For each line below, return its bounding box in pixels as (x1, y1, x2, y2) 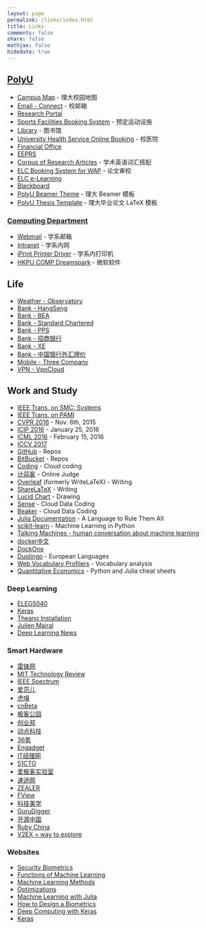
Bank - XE (16, 342, 46, 350)
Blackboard (16, 182, 50, 190)
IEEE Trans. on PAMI (16, 411, 75, 419)
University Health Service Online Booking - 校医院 (16, 135, 159, 143)
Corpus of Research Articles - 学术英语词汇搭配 (16, 157, 152, 166)
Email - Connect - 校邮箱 (16, 101, 87, 110)
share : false (7, 36, 45, 43)
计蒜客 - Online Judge (16, 470, 80, 478)
